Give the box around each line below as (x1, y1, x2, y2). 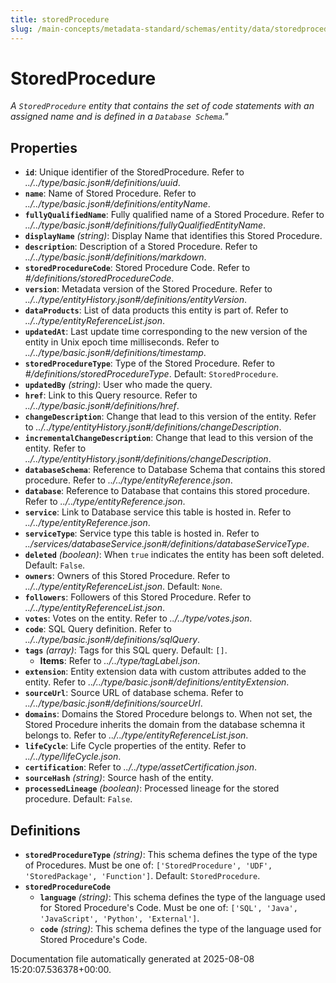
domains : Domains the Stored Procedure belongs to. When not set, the (24, 708, 313, 720)
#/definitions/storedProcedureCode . (24, 272, 175, 285)
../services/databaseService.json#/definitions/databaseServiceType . (24, 538, 310, 550)
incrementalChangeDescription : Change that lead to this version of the (24, 432, 314, 444)
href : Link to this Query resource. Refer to (24, 389, 198, 401)
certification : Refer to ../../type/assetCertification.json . (24, 761, 257, 773)
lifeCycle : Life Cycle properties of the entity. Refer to (24, 740, 247, 752)
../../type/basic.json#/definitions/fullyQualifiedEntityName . (24, 219, 267, 231)
